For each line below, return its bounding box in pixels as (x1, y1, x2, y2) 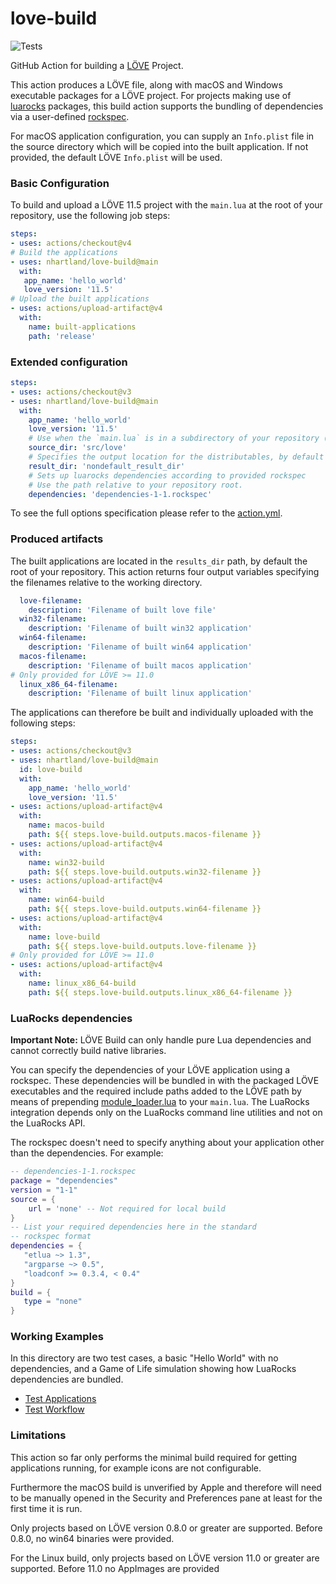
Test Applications (24, 1393, 97, 1405)
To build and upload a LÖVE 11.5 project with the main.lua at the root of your (10, 199, 323, 211)
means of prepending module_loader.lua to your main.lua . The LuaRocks (10, 1096, 310, 1108)
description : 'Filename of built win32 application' (28, 623, 253, 634)
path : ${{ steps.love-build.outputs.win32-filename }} (28, 867, 262, 877)
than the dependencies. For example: (10, 1147, 164, 1159)
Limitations (10, 1428, 67, 1442)
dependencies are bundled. (10, 1373, 124, 1386)
